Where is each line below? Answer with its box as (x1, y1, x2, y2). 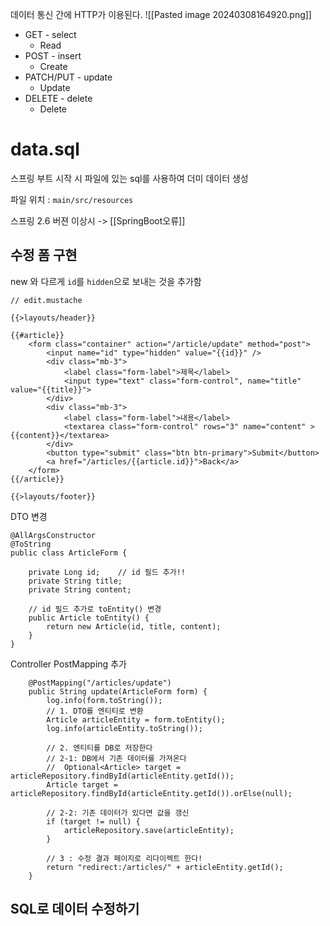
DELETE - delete (24, 93, 93, 104)
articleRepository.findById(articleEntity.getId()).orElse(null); (10, 788, 293, 798)
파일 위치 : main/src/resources (10, 193, 134, 205)
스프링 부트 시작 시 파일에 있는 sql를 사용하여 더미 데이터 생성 (10, 172, 249, 184)
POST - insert (24, 50, 82, 62)
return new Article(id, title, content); (46, 621, 222, 632)
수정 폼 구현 (10, 247, 78, 264)
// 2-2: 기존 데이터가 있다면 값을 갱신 (46, 808, 190, 818)
